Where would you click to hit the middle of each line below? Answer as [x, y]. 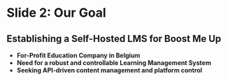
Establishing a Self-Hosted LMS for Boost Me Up [114, 39]
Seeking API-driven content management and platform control [109, 70]
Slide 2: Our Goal [56, 13]
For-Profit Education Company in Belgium [78, 55]
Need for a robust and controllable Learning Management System [114, 63]
